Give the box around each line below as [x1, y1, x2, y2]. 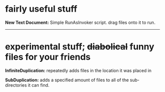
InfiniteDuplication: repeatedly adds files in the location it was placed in [5, 67, 152, 74]
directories [5, 82, 27, 88]
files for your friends [5, 52, 91, 63]
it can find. [27, 82, 50, 88]
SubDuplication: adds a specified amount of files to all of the [5, 77, 129, 83]
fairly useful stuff [5, 3, 78, 15]
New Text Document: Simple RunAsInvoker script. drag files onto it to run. [5, 19, 156, 25]
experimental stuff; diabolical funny [5, 41, 155, 52]
